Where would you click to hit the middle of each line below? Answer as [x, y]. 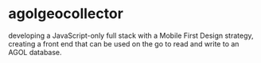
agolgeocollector [66, 14]
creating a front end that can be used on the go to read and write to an [124, 43]
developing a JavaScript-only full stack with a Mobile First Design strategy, [131, 35]
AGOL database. [35, 52]
